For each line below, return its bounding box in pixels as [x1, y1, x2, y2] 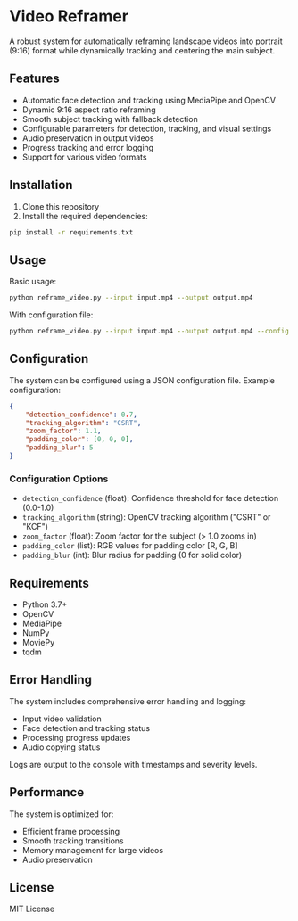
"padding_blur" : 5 [25, 443, 94, 452]
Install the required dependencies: [21, 210, 149, 221]
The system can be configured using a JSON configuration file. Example [9, 374, 275, 385]
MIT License [9, 903, 55, 915]
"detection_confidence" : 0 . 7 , [25, 410, 138, 419]
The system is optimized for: [9, 809, 114, 819]
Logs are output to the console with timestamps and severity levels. [9, 759, 258, 769]
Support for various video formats [21, 152, 147, 162]
